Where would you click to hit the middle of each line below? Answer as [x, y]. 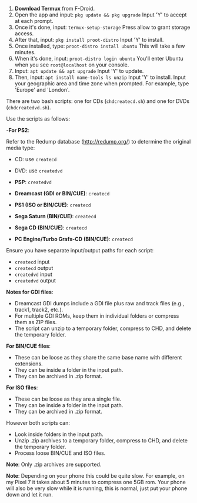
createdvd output [35, 281]
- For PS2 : [18, 130]
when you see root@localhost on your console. [72, 65]
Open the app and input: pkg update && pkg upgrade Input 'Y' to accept [101, 15]
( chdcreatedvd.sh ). [29, 107]
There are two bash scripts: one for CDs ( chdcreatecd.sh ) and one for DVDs [98, 101]
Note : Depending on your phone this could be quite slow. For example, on [95, 476]
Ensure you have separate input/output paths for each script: [80, 250]
